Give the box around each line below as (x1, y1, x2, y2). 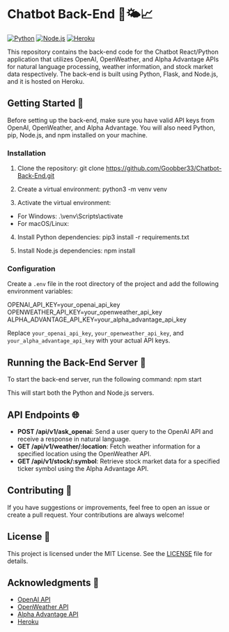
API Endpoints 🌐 (7, 409, 80, 421)
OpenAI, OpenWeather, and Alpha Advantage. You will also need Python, (7, 123, 216, 132)
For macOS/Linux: (17, 220, 70, 228)
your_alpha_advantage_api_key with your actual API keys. (7, 336, 171, 345)
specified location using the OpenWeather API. (17, 449, 152, 458)
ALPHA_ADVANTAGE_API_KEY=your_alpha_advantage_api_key (7, 315, 187, 324)
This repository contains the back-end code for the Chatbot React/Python (7, 47, 219, 56)
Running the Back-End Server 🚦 (7, 356, 146, 368)
